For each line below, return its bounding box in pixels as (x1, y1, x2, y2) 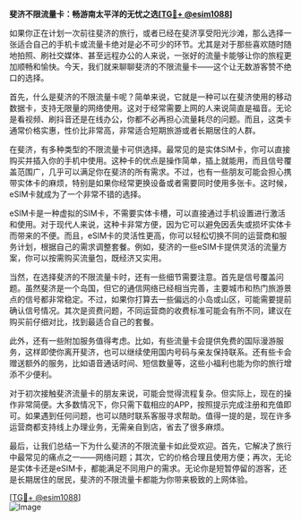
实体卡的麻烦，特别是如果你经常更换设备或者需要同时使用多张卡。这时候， (16, 178, 292, 188)
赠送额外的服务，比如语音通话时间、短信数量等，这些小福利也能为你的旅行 (9, 358, 284, 368)
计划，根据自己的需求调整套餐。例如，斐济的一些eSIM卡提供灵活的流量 (16, 242, 279, 252)
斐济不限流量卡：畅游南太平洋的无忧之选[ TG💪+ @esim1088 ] (9, 9, 233, 19)
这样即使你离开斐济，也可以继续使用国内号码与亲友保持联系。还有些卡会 (24, 346, 292, 357)
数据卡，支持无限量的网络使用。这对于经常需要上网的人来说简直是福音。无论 (9, 103, 292, 113)
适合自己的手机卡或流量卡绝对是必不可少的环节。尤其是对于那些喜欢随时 (16, 39, 284, 49)
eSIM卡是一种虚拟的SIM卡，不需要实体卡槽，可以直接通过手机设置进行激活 (9, 208, 286, 218)
